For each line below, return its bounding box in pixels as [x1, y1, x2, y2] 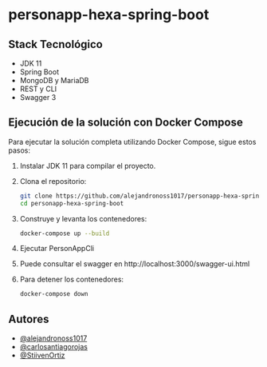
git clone [19, 192, 53, 200]
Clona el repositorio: [19, 176, 87, 185]
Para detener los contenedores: [19, 274, 124, 285]
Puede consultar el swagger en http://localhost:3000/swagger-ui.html [19, 259, 250, 269]
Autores [8, 312, 49, 325]
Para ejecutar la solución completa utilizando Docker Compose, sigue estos [8, 137, 257, 146]
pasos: [8, 146, 30, 155]
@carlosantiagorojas [19, 342, 88, 352]
